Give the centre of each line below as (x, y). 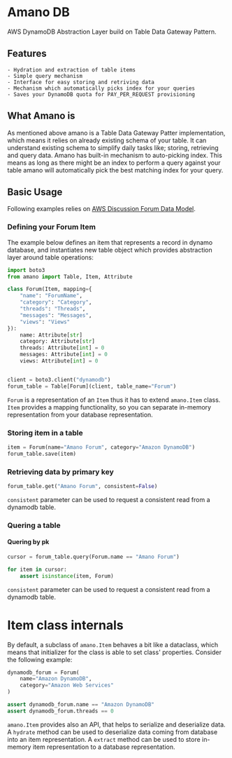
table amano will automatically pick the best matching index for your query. (115, 170)
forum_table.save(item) (42, 454)
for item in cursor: (37, 569)
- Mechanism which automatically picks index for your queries (101, 88)
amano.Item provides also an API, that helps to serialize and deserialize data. (116, 724)
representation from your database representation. (80, 414)
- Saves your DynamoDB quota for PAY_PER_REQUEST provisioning (101, 94)
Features (27, 54)
